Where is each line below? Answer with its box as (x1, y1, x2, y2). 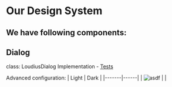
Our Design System (6, 4, 103, 18)
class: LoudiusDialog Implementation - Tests (6, 63, 113, 70)
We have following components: (6, 28, 127, 38)
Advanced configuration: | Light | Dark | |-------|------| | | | (6, 75, 167, 82)
